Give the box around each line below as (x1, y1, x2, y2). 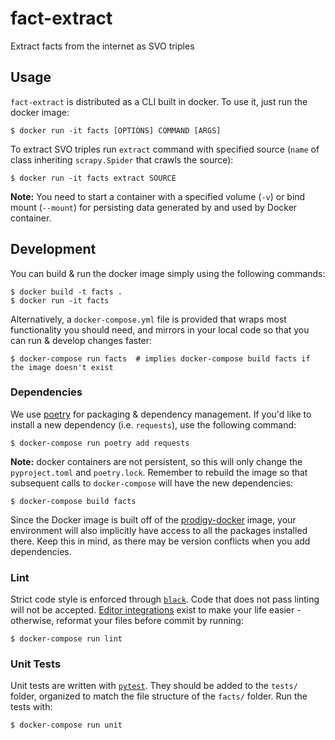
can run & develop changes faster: (10, 334, 153, 346)
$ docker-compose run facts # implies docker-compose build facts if (10, 353, 311, 364)
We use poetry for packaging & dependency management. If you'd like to (10, 408, 312, 420)
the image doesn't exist (10, 362, 114, 372)
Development (10, 241, 97, 258)
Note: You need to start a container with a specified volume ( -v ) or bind (10, 190, 306, 202)
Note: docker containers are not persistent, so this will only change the (10, 455, 303, 467)
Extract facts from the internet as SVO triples (10, 40, 195, 52)
